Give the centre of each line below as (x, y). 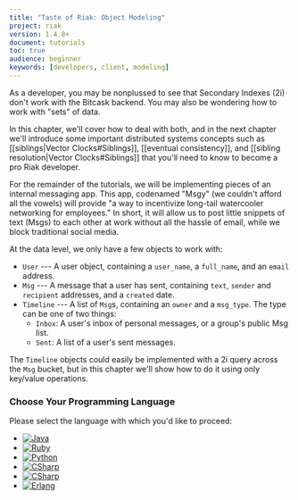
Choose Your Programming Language (92, 401)
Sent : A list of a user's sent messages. (106, 342)
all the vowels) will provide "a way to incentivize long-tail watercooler (137, 203)
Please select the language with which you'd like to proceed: (121, 421)
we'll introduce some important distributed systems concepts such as (137, 138)
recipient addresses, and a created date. (99, 295)
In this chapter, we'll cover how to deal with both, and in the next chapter (143, 129)
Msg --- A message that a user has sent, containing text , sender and (146, 285)
